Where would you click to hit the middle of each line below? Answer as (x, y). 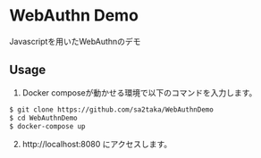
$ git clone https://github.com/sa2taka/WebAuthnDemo (112, 109)
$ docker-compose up (48, 126)
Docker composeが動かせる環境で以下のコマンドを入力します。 (139, 92)
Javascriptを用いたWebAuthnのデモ (75, 41)
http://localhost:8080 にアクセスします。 (97, 145)
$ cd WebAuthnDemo (43, 118)
